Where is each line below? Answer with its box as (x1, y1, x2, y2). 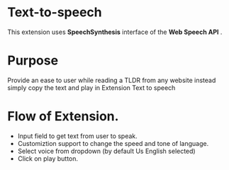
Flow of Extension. (7, 108, 119, 125)
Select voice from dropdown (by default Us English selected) (17, 147, 196, 155)
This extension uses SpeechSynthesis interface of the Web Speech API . (7, 28, 223, 36)
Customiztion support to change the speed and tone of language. (17, 139, 209, 147)
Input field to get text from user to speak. (17, 132, 138, 140)
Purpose (7, 52, 59, 69)
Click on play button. (17, 154, 79, 163)
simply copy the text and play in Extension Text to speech (7, 83, 176, 92)
